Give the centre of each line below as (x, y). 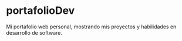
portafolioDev (41, 11)
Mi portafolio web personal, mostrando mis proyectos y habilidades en (91, 27)
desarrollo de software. (34, 32)
